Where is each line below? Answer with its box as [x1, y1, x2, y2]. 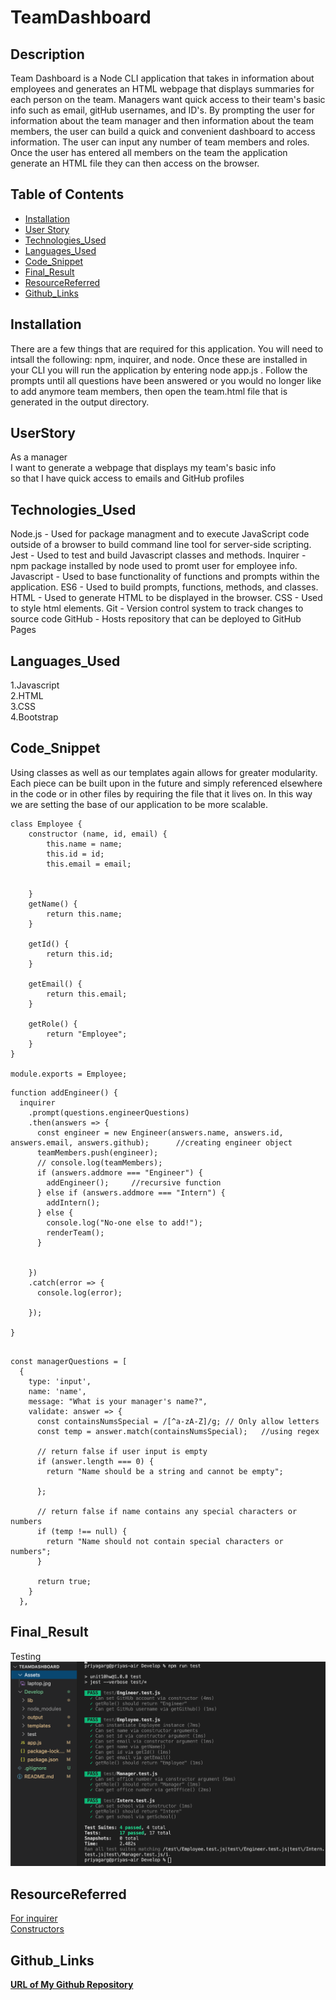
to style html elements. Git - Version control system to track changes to [10, 602, 304, 615]
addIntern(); [46, 1197, 101, 1208]
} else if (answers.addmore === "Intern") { [36, 1187, 226, 1198]
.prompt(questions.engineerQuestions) [28, 1107, 190, 1118]
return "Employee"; [46, 1029, 128, 1039]
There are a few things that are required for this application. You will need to [10, 342, 324, 355]
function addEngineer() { [10, 1087, 118, 1098]
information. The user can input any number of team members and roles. [10, 136, 310, 148]
